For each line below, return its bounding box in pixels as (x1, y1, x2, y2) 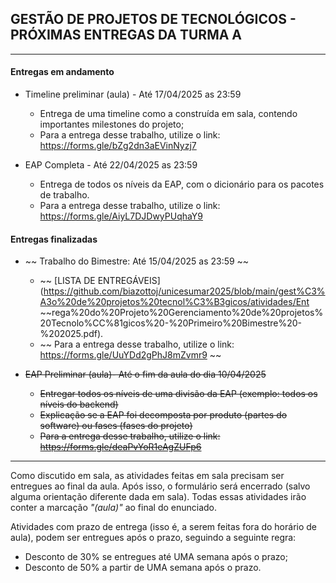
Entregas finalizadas (10, 233, 98, 245)
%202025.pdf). (39, 328, 104, 340)
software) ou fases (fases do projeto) (39, 420, 193, 432)
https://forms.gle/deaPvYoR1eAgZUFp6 (39, 441, 202, 453)
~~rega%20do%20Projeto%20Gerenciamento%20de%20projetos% (39, 307, 324, 319)
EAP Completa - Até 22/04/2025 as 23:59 (24, 159, 198, 171)
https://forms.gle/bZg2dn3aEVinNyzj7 (39, 140, 197, 152)
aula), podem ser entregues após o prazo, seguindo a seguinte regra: (10, 532, 297, 544)
